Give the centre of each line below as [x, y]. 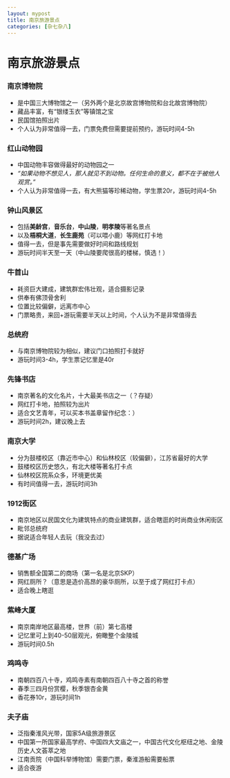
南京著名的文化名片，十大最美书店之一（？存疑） [87, 396]
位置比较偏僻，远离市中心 [54, 306]
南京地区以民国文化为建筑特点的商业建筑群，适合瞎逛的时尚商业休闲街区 [120, 520]
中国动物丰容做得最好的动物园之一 [66, 165]
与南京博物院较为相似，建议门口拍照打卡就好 [81, 351]
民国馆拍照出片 [38, 120]
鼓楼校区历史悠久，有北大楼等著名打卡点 [75, 466]
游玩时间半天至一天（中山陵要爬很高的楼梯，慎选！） [93, 253]
